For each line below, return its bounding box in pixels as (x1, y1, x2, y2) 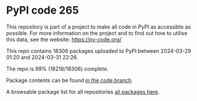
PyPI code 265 (6, 4, 79, 17)
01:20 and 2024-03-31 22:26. (6, 53, 78, 61)
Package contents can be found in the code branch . (6, 77, 134, 84)
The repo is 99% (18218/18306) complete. (6, 65, 109, 72)
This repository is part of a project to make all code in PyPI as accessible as (6, 23, 191, 30)
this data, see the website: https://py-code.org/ (6, 36, 122, 43)
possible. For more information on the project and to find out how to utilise (6, 29, 188, 36)
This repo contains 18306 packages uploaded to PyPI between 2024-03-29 (6, 47, 192, 54)
